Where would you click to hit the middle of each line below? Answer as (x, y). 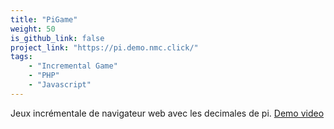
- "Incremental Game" (73, 66)
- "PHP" (44, 76)
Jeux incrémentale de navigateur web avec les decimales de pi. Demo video (167, 113)
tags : (21, 57)
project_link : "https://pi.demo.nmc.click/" (104, 47)
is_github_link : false (57, 38)
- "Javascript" (60, 85)
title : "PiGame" (44, 19)
